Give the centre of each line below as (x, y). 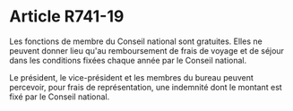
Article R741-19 (67, 17)
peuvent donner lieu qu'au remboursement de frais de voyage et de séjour (147, 50)
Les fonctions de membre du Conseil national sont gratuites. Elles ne (136, 41)
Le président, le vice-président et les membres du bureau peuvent (131, 77)
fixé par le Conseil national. (60, 97)
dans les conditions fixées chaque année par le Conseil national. (128, 60)
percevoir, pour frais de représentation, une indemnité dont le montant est (146, 87)
